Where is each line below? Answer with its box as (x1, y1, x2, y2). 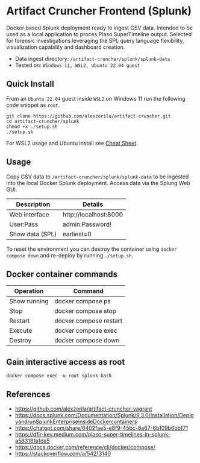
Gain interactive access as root (6, 357, 125, 367)
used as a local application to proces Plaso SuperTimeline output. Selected (6, 30, 192, 37)
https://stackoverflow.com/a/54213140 (14, 450, 111, 457)
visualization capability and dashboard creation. (6, 43, 125, 51)
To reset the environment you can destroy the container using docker (6, 245, 177, 253)
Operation (14, 287, 44, 295)
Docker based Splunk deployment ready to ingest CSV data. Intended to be (6, 24, 193, 31)
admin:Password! (62, 220, 111, 228)
